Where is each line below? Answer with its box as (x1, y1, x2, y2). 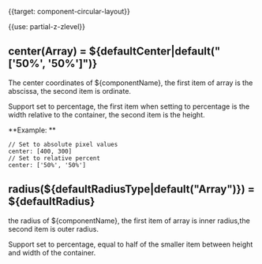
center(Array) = (8, 45, 87, 58)
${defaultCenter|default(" (88, 45, 221, 58)
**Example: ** (8, 125, 57, 135)
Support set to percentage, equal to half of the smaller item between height (8, 240, 253, 249)
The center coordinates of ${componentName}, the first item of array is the (8, 78, 253, 87)
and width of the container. (8, 247, 96, 257)
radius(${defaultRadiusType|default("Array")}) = (8, 183, 255, 196)
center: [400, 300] (8, 147, 73, 155)
